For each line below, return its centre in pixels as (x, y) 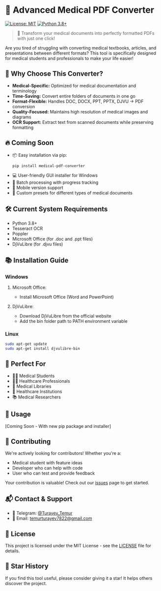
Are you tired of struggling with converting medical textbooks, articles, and (81, 48)
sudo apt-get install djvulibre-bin (42, 349)
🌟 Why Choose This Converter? (54, 74)
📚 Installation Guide (37, 260)
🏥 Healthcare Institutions (37, 391)
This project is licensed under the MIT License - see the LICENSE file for (78, 546)
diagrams (22, 117)
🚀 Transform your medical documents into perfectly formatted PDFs (86, 33)
